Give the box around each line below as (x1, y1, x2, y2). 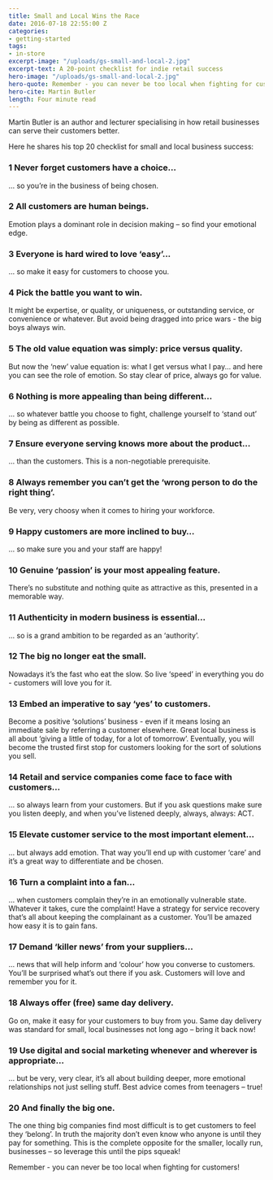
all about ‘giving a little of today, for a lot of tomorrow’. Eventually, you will (8, 734, 254, 744)
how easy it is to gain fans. (8, 921, 98, 930)
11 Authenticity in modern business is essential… (8, 612, 206, 623)
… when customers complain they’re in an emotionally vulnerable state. (8, 895, 247, 904)
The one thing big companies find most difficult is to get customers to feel (8, 1121, 257, 1130)
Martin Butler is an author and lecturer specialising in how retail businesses (8, 117, 260, 127)
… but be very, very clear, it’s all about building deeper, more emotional (8, 1073, 246, 1082)
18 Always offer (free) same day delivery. (8, 997, 175, 1008)
